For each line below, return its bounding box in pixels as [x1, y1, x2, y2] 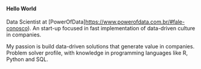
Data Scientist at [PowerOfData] [6, 18, 86, 25]
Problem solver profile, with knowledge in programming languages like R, [6, 49, 188, 57]
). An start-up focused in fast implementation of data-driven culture [27, 25, 196, 32]
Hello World [6, 5, 37, 12]
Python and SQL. [6, 56, 48, 63]
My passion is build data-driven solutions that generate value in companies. [6, 43, 195, 50]
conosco [6, 25, 28, 32]
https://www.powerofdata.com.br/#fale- [85, 18, 185, 25]
